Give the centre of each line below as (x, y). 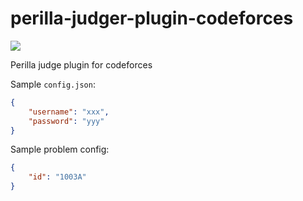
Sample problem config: (60, 149)
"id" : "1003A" (57, 177)
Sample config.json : (53, 84)
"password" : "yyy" (66, 121)
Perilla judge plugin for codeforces (81, 64)
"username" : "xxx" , (69, 112)
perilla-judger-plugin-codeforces (152, 18)
